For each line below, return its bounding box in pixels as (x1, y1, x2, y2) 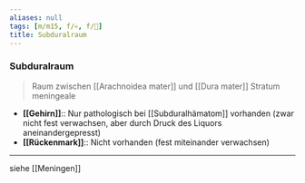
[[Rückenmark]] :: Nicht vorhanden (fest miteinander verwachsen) (22, 137, 271, 148)
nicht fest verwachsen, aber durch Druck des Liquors (22, 117, 222, 128)
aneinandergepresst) (22, 127, 102, 138)
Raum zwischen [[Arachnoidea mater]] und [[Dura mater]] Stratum (31, 81, 280, 91)
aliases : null (9, 13, 64, 23)
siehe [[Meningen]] (9, 162, 82, 173)
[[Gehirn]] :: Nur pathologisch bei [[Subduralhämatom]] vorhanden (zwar (22, 108, 295, 119)
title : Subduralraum (9, 30, 88, 39)
